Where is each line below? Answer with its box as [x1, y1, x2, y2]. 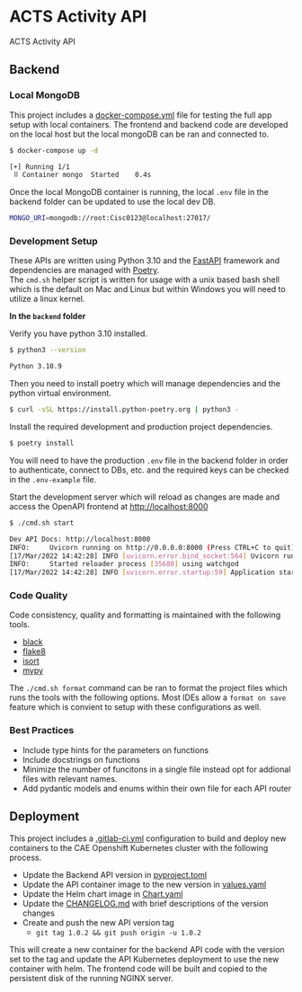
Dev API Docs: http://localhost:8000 [9, 535, 151, 544]
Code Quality [9, 589, 68, 602]
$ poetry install [9, 438, 75, 448]
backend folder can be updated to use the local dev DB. [9, 196, 216, 208]
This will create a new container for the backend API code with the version [9, 943, 285, 954]
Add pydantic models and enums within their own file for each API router [22, 783, 292, 793]
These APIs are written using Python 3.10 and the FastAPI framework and [9, 255, 280, 266]
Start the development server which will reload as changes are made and [9, 492, 280, 502]
